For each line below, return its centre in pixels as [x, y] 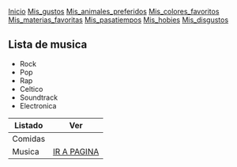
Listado [29, 125]
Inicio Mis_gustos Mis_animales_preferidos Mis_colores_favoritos [114, 11]
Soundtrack [38, 97]
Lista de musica [48, 45]
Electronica [38, 105]
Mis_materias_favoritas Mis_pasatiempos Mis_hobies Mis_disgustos [118, 20]
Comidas [29, 139]
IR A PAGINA [76, 151]
